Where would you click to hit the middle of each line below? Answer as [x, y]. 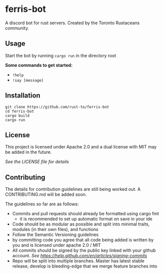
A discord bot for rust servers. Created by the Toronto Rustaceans [72, 23]
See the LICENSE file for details [37, 162]
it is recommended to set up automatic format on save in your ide [86, 219]
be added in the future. [28, 152]
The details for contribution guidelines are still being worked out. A [73, 189]
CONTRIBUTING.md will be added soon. [46, 194]
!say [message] [28, 80]
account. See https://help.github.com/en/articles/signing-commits [80, 256]
